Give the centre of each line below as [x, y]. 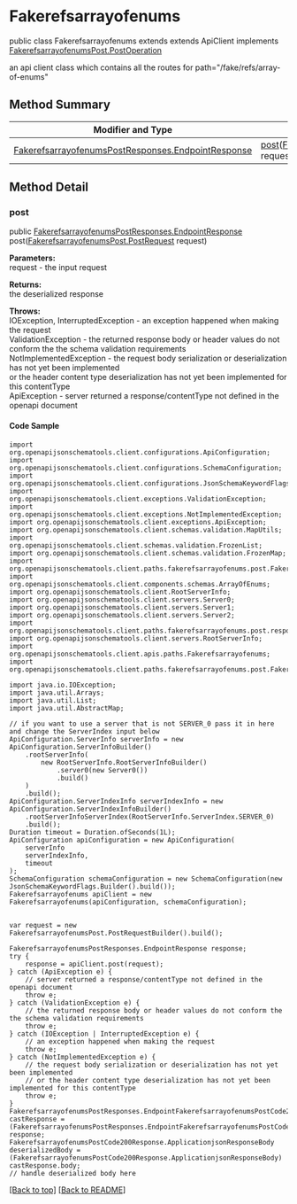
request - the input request [58, 268]
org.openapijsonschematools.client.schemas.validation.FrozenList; [136, 545]
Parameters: [32, 258]
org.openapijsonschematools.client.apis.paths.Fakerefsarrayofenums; [140, 654]
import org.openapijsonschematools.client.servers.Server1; [122, 607]
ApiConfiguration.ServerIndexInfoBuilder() [91, 809]
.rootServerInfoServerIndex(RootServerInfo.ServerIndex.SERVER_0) [150, 817]
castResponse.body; [45, 1165]
